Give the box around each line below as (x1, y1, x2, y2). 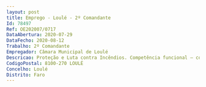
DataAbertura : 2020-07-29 (6, 32, 72, 38)
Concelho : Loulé (6, 66, 48, 72)
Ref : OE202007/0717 (6, 26, 56, 32)
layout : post (6, 9, 40, 15)
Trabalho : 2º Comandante (6, 43, 70, 50)
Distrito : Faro (6, 72, 45, 78)
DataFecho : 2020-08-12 (6, 37, 64, 43)
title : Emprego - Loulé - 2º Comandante (6, 15, 112, 21)
